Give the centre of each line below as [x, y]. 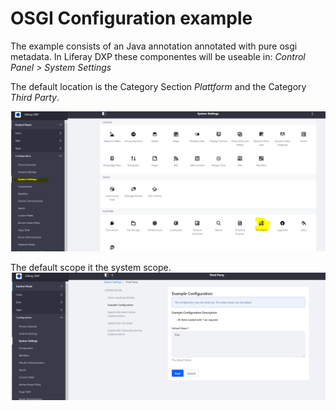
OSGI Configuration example [131, 18]
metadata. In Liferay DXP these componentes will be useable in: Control [158, 56]
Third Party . [35, 97]
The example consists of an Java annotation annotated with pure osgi [154, 46]
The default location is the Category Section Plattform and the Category [158, 86]
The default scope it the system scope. [91, 268]
